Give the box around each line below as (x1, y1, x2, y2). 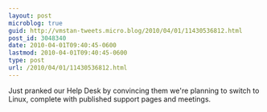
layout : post (8, 11, 52, 20)
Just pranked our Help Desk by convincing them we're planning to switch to (8, 86, 260, 95)
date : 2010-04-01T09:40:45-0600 (8, 42, 117, 50)
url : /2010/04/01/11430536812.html (8, 64, 128, 72)
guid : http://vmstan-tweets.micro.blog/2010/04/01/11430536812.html (8, 26, 243, 34)
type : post (8, 57, 45, 65)
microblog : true (8, 19, 63, 27)
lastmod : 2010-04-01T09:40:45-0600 (8, 49, 128, 57)
